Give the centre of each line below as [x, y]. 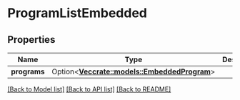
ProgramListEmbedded [77, 13]
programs [28, 71]
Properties [31, 40]
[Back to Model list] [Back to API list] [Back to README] [89, 89]
